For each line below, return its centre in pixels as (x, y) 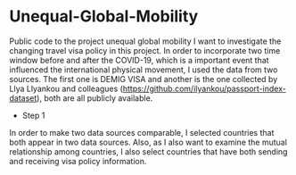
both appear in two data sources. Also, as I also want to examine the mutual (148, 142)
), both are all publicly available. (95, 98)
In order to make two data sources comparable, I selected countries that (142, 132)
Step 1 (33, 115)
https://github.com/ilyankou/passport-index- (205, 88)
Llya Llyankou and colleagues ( (66, 88)
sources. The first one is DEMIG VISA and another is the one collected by (144, 79)
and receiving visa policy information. (78, 161)
